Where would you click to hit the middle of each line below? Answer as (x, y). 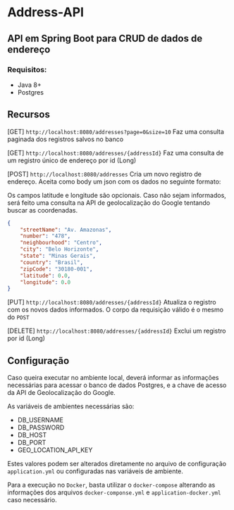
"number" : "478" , (45, 236)
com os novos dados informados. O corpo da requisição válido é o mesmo (116, 310)
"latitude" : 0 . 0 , (45, 275)
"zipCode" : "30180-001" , (56, 269)
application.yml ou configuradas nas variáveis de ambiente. (95, 471)
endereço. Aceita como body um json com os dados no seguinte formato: (114, 182)
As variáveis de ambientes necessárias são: (71, 406)
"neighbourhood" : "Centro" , (61, 243)
